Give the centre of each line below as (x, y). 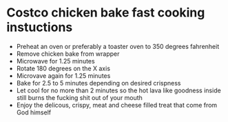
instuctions (40, 27)
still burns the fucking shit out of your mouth (79, 97)
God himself (34, 112)
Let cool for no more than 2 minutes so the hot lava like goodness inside (118, 90)
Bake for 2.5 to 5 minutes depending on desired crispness (99, 83)
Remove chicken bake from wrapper (68, 54)
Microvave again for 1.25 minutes (63, 75)
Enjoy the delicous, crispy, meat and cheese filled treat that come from (117, 105)
